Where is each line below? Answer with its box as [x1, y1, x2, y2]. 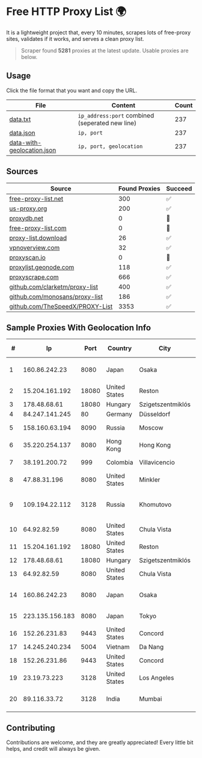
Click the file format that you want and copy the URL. [6, 87, 137, 94]
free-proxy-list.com [9, 224, 67, 232]
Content [111, 101, 136, 109]
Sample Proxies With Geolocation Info [6, 322, 151, 333]
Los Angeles [139, 674, 174, 682]
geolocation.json [9, 146, 57, 154]
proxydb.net [9, 214, 44, 222]
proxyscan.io [9, 253, 46, 262]
